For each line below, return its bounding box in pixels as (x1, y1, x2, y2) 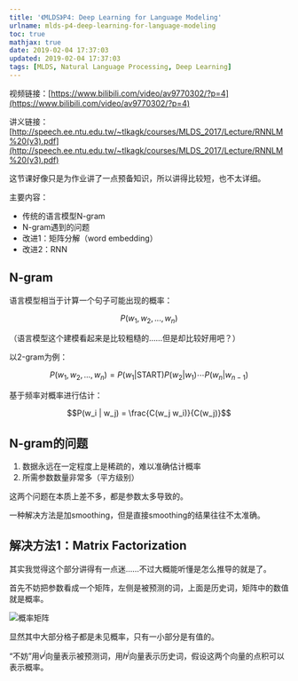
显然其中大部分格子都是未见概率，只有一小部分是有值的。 (9, 631, 219, 642)
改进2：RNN (21, 243, 68, 254)
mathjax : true (9, 37, 62, 47)
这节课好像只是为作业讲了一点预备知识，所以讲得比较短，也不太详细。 (9, 172, 266, 183)
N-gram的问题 (9, 436, 89, 451)
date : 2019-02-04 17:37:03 (9, 46, 109, 55)
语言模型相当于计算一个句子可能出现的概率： (9, 295, 173, 305)
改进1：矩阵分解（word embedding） (21, 233, 158, 243)
